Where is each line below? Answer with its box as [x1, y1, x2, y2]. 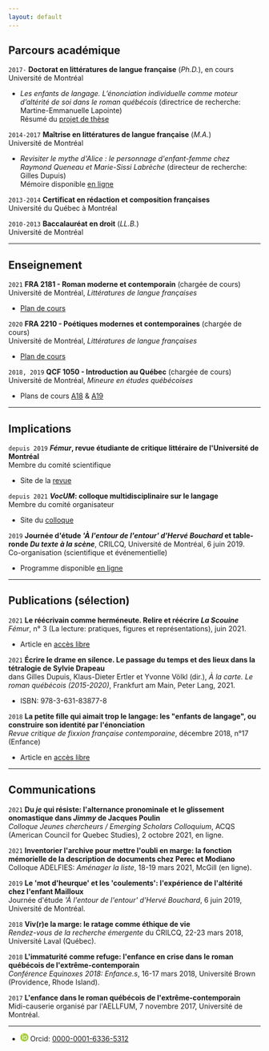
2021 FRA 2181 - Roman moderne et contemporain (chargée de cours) [8, 280, 242, 289]
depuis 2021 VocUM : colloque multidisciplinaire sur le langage [8, 491, 219, 501]
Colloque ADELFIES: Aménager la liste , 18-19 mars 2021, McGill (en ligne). [8, 862, 252, 872]
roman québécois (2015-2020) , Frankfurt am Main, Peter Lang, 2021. [8, 680, 236, 690]
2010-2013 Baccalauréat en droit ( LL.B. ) [8, 219, 139, 228]
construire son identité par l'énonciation [8, 719, 146, 729]
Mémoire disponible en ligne [19, 179, 114, 189]
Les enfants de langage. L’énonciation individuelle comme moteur [19, 89, 239, 99]
